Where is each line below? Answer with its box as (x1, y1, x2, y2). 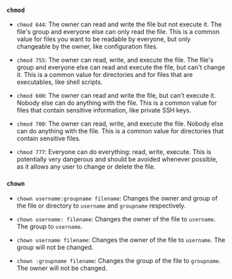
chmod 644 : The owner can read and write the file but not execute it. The (16, 20, 222, 28)
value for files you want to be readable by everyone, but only (16, 35, 191, 44)
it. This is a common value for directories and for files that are (16, 71, 193, 79)
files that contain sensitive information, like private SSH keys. (16, 106, 192, 115)
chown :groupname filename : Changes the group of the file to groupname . (16, 256, 222, 264)
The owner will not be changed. (16, 264, 108, 272)
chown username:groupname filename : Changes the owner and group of (16, 194, 218, 202)
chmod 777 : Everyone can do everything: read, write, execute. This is (16, 148, 212, 156)
